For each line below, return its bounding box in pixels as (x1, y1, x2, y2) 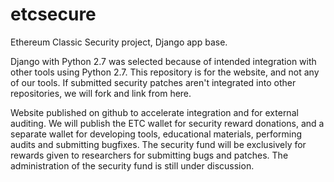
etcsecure (10, 3, 97, 26)
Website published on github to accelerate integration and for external (10, 106, 299, 118)
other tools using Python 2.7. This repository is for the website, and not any (10, 66, 320, 78)
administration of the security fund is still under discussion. (10, 159, 255, 172)
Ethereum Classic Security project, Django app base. (10, 36, 228, 48)
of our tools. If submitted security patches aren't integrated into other (10, 76, 297, 88)
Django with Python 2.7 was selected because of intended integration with (10, 55, 317, 67)
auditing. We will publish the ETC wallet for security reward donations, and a (10, 117, 325, 129)
